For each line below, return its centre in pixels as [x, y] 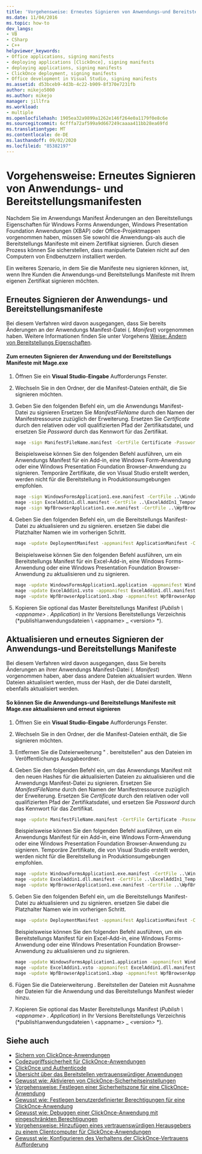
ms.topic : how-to [28, 23]
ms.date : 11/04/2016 [32, 17]
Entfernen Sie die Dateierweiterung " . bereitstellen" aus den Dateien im [103, 752]
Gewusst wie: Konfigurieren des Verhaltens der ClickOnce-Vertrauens [101, 1138]
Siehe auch [28, 1041]
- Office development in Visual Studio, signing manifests [82, 79]
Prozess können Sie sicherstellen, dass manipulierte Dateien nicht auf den [98, 250]
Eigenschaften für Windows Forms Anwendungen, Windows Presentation [97, 224]
